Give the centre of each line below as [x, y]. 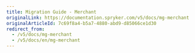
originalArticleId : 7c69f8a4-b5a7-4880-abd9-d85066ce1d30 [81, 23]
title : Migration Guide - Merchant [51, 12]
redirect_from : [26, 29]
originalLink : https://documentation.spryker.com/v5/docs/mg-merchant [98, 18]
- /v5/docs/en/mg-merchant [46, 40]
